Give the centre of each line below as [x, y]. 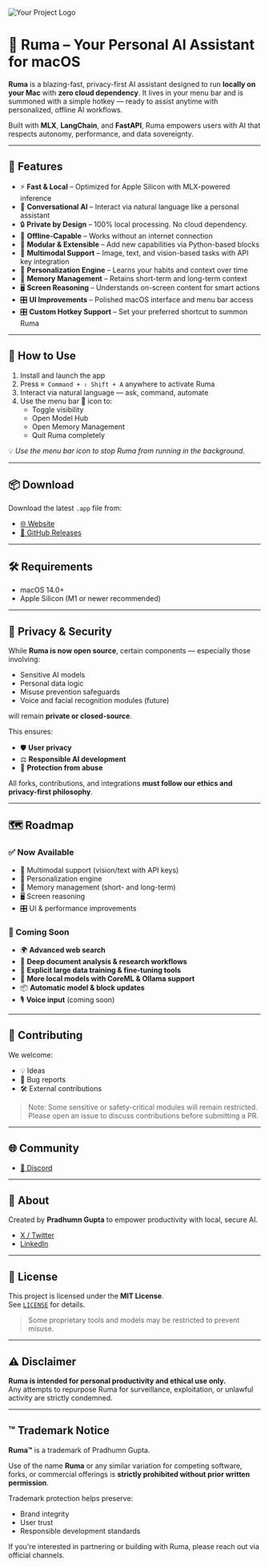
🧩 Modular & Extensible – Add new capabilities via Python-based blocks [140, 244]
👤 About [29, 1200]
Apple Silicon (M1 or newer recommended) [90, 599]
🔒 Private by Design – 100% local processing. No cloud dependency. [134, 224]
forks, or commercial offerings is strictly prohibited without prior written [129, 1474]
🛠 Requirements [51, 566]
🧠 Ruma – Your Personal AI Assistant [131, 45]
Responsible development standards [80, 1531]
